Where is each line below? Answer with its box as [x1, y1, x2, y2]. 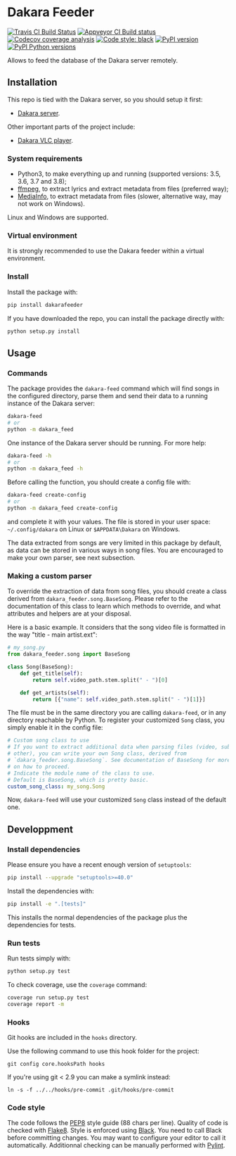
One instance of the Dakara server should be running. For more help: [7, 438, 206, 447]
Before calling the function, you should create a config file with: [7, 478, 191, 486]
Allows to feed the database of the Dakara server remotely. [7, 56, 178, 64]
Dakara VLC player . [17, 136, 74, 144]
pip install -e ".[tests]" [7, 900, 86, 908]
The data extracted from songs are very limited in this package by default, [7, 538, 222, 547]
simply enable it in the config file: [7, 723, 103, 732]
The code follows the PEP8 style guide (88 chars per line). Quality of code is [7, 1119, 228, 1127]
